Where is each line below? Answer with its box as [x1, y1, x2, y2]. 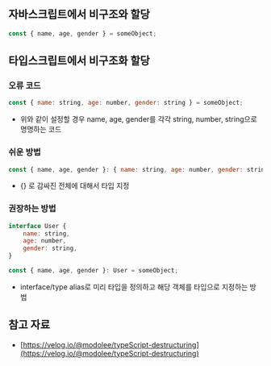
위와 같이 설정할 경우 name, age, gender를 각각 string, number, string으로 [19, 114, 258, 124]
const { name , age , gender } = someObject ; [8, 29, 157, 38]
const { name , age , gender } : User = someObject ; [8, 267, 179, 275]
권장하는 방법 [8, 203, 56, 214]
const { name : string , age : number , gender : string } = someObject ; [8, 99, 244, 107]
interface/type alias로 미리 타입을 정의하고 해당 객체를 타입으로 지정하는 [19, 281, 248, 292]
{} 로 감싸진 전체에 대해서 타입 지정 [19, 181, 130, 191]
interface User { [8, 222, 67, 230]
